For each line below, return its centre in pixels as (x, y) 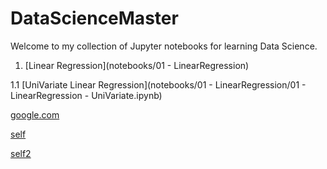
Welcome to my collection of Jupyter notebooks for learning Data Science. (164, 46)
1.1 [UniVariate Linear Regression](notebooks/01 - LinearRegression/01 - (158, 84)
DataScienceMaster (94, 18)
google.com (35, 114)
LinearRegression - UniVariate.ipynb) (86, 95)
